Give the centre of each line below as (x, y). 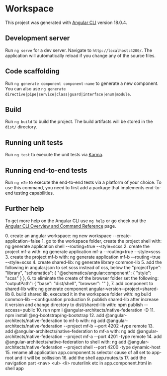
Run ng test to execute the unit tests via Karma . (54, 155)
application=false (23, 241)
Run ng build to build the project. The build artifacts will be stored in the (79, 122)
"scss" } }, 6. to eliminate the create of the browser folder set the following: (82, 278)
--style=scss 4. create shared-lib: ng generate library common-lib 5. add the (83, 262)
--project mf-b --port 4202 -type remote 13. (109, 326)
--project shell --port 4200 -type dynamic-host (112, 347)
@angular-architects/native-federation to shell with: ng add (66, 342)
